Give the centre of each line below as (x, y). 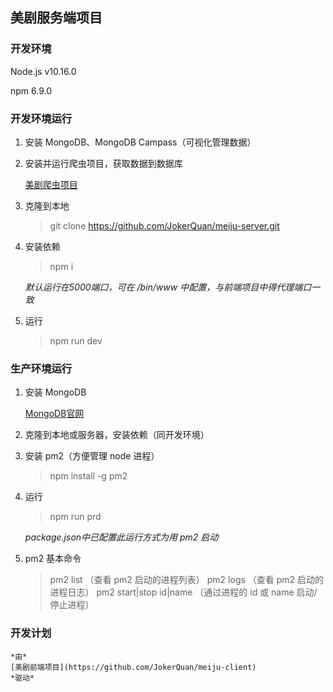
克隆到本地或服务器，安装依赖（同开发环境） (117, 435)
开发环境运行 (41, 118)
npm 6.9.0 (31, 90)
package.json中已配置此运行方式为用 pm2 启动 (121, 537)
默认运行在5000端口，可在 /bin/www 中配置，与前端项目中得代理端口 (168, 287)
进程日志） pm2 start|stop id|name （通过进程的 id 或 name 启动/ (183, 592)
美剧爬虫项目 (51, 184)
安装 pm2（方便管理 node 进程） (92, 456)
